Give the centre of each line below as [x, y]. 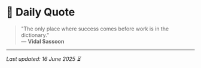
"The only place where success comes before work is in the [95, 29]
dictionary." [35, 35]
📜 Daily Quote [41, 12]
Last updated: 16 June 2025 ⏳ [43, 58]
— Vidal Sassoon [42, 41]
